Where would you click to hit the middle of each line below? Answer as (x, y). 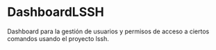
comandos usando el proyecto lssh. (58, 38)
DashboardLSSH (56, 12)
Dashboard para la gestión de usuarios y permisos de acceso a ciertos (108, 31)
